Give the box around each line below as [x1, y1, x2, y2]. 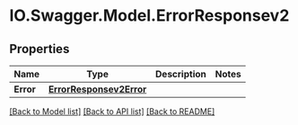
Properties [9, 41, 70, 57]
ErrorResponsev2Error [48, 83, 147, 95]
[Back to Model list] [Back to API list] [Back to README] [9, 106, 215, 117]
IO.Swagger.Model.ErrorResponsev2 [9, 5, 290, 26]
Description [155, 68, 206, 80]
